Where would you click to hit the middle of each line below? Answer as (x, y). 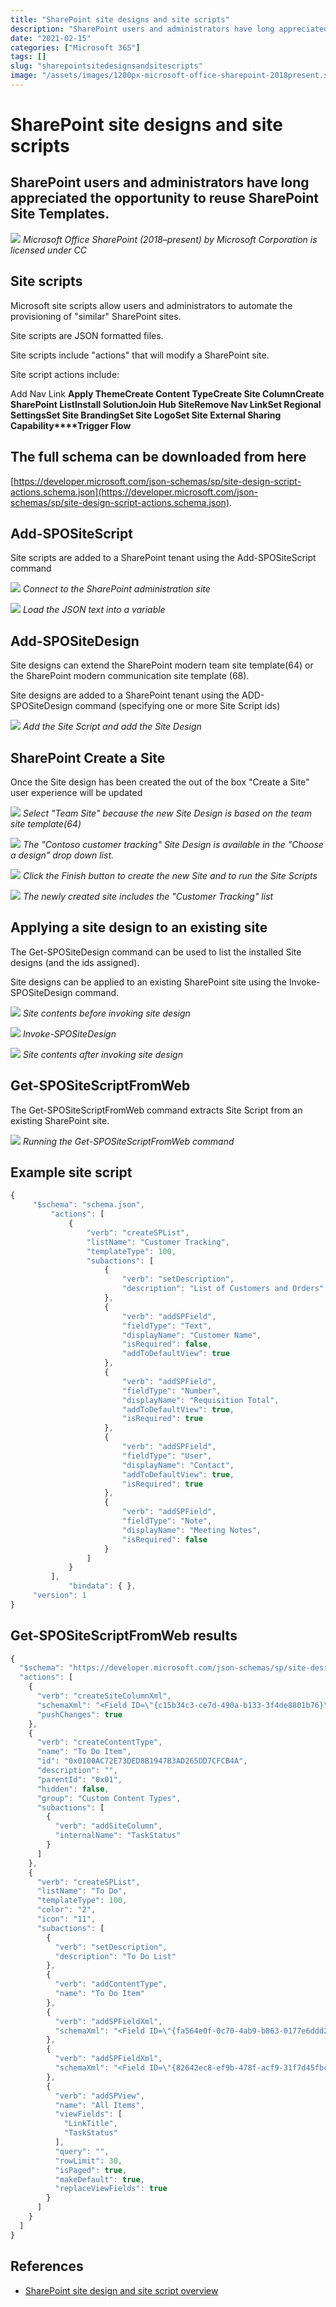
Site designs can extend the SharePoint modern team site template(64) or (162, 665)
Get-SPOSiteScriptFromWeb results (124, 1636)
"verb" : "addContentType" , (111, 1984)
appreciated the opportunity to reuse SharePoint (164, 198)
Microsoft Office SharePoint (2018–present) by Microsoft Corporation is (170, 239)
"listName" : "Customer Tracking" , (158, 1242)
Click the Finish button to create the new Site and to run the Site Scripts (170, 875)
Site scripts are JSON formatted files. (87, 335)
